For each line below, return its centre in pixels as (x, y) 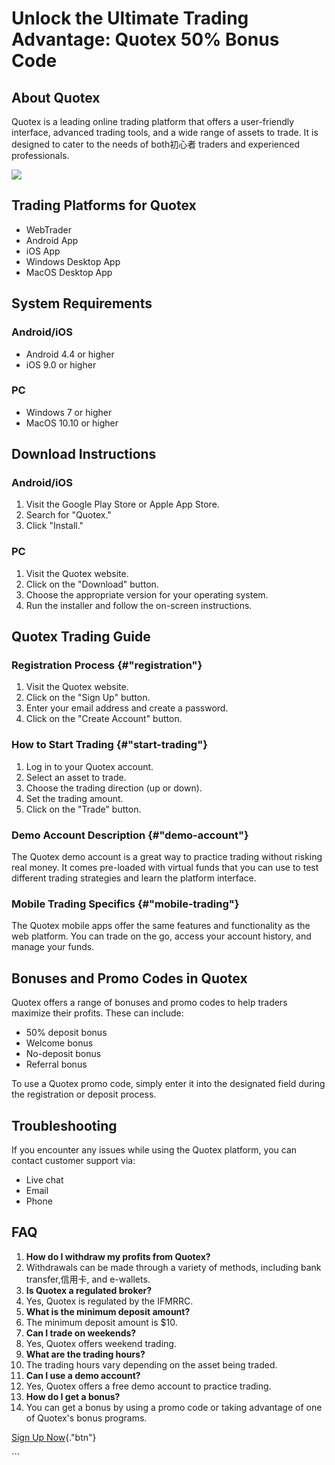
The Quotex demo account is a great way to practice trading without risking (167, 857)
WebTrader (48, 229)
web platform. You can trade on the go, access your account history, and (161, 936)
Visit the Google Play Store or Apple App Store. (122, 504)
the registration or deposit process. (84, 1094)
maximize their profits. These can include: (97, 1013)
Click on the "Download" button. (92, 584)
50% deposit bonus (66, 1033)
